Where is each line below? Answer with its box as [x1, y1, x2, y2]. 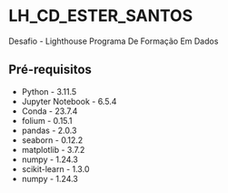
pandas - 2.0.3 [21, 125, 77, 136]
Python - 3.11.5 [21, 86, 77, 96]
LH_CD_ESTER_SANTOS [8, 5, 193, 26]
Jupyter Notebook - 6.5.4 [21, 96, 117, 107]
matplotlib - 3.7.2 [21, 144, 85, 155]
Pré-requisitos [8, 62, 93, 77]
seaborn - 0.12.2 [21, 134, 84, 146]
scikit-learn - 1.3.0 [21, 163, 90, 174]
